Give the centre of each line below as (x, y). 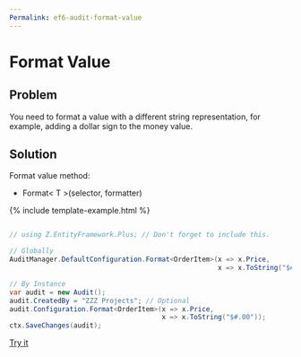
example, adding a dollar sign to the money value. (101, 126)
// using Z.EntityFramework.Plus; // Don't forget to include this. (140, 235)
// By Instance (38, 283)
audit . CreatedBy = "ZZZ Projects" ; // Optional (100, 300)
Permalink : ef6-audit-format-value (76, 17)
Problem (34, 95)
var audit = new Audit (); (57, 292)
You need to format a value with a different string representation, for (135, 117)
